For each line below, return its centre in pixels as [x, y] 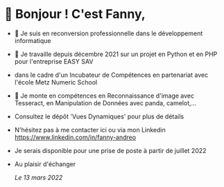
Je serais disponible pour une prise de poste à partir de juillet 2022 [110, 150]
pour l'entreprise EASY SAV [54, 61]
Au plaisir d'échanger [45, 164]
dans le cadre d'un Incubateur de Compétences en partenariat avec [111, 75]
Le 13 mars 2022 [38, 177]
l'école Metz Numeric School [56, 82]
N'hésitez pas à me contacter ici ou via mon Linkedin [90, 130]
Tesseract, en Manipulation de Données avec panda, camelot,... [105, 103]
